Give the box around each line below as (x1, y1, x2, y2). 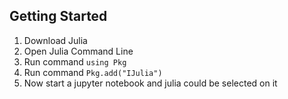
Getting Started (9, 8, 108, 25)
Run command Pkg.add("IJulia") (23, 66, 163, 78)
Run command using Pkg (23, 55, 127, 68)
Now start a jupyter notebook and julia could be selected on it (23, 77, 278, 89)
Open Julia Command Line (23, 45, 134, 57)
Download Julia (23, 34, 88, 46)
